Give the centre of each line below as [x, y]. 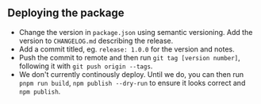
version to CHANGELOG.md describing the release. [96, 40]
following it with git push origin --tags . [86, 66]
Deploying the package [66, 13]
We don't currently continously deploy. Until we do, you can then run [131, 74]
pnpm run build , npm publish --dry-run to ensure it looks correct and [132, 83]
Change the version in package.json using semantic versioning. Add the [136, 32]
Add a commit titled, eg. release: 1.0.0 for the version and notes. [127, 49]
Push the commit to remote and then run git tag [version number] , [130, 57]
